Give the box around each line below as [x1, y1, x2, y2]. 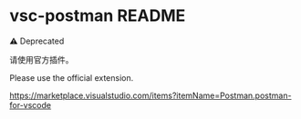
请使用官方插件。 [9, 54, 74, 64]
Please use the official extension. [9, 72, 134, 83]
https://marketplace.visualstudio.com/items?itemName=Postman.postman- [9, 90, 292, 101]
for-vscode [9, 99, 52, 110]
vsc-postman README [9, 5, 186, 26]
